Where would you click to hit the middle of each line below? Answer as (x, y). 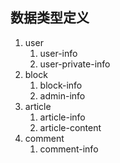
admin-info (62, 95)
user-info (58, 53)
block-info (61, 85)
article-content (70, 127)
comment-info (69, 149)
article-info (62, 117)
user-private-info (75, 64)
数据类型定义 (50, 18)
